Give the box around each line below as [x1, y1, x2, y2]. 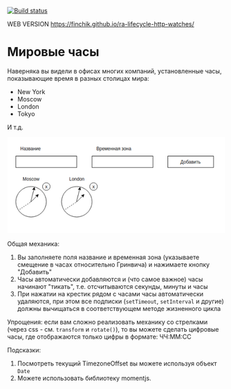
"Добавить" [17, 267, 52, 276]
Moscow [17, 95, 42, 103]
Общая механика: [7, 239, 60, 248]
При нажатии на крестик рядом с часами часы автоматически [17, 290, 204, 298]
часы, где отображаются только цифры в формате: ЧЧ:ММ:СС [7, 332, 192, 341]
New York [17, 87, 46, 96]
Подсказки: [7, 345, 41, 354]
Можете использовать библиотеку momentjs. [17, 374, 151, 382]
